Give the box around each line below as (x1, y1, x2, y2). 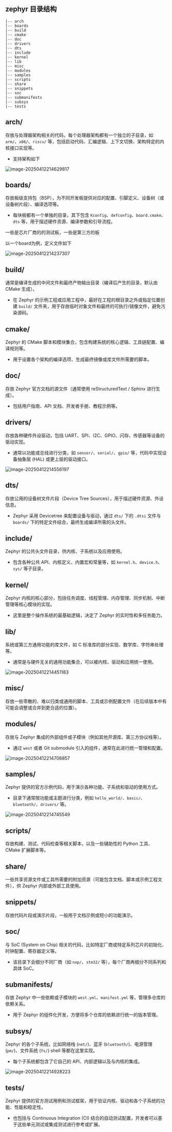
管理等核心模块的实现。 (5, 601, 55, 607)
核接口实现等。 (5, 145, 37, 151)
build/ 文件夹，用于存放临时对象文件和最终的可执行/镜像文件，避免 (18, 303, 161, 310)
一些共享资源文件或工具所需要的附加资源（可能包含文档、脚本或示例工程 (5, 877, 158, 882)
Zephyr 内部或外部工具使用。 (22, 883, 83, 889)
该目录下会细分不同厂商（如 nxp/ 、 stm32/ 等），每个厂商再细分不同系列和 (12, 959, 166, 965)
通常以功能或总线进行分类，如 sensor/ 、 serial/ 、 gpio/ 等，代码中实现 (12, 449, 162, 455)
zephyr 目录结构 (5, 5, 57, 14)
